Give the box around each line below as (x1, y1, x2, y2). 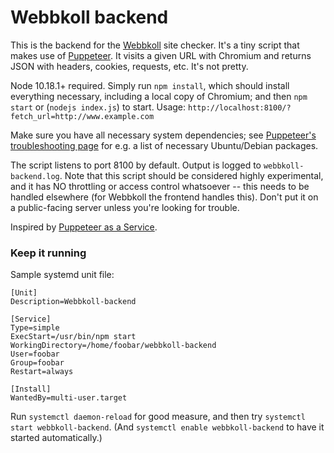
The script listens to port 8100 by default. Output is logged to (10, 159, 262, 171)
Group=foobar (10, 358, 65, 368)
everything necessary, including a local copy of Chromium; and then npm (10, 90, 308, 102)
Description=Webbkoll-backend (10, 297, 137, 307)
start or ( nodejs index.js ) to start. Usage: (10, 101, 187, 113)
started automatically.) (10, 432, 103, 444)
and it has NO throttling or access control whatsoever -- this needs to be (10, 180, 310, 192)
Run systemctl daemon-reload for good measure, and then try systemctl (10, 411, 306, 423)
